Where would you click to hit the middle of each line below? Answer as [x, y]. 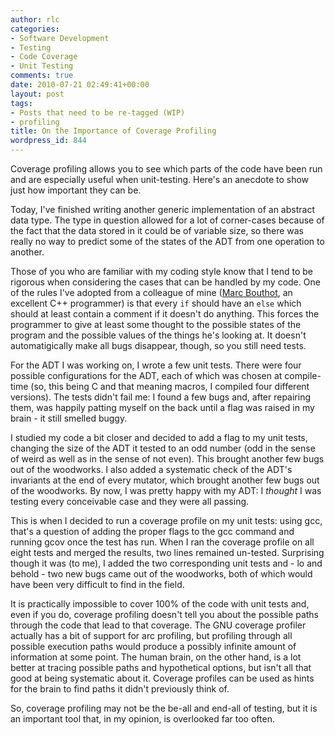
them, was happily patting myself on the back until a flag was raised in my [162, 407]
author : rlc [35, 19]
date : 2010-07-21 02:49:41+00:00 [80, 85]
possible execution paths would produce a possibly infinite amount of [153, 646]
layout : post [37, 94]
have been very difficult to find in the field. [97, 584]
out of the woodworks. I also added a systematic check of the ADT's [151, 469]
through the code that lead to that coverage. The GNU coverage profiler [158, 625]
